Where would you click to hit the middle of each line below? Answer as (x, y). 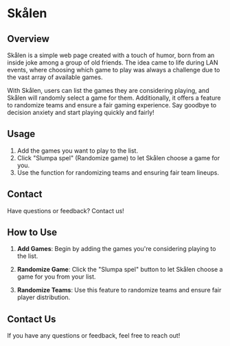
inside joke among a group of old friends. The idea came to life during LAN (113, 63)
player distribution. (44, 297)
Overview (28, 39)
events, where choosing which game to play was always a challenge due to (114, 70)
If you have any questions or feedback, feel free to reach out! (94, 336)
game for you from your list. (56, 277)
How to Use (32, 233)
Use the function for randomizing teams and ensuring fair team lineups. (118, 172)
